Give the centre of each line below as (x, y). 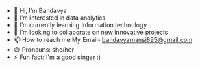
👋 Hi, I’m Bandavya (40, 11)
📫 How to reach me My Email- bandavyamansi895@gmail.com (103, 40)
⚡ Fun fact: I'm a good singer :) (57, 57)
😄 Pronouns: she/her (43, 50)
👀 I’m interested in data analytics (60, 18)
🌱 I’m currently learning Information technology (80, 25)
